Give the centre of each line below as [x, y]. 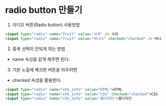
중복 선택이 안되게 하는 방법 [39, 49]
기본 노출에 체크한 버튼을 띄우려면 [45, 70]
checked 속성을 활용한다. [37, 80]
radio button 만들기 [44, 10]
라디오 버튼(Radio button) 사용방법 [46, 25]
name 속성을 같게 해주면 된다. [41, 59]
